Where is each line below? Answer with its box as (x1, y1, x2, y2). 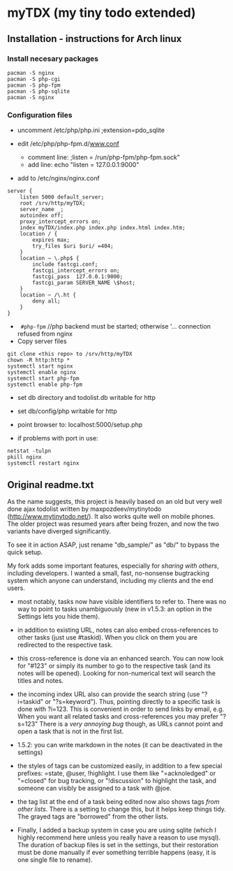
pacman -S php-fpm (7, 82, 61, 89)
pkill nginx (7, 454, 42, 461)
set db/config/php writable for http (17, 407, 117, 415)
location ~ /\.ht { (20, 291, 77, 298)
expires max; (32, 236, 70, 244)
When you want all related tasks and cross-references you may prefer (17, 712, 218, 721)
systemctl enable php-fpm (7, 381, 82, 389)
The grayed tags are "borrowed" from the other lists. (17, 812, 169, 821)
